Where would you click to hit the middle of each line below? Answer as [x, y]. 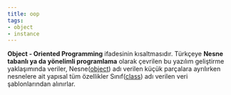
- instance [24, 34]
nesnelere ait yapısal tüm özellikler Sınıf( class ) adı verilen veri [98, 77]
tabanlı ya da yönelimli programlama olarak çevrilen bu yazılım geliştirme [116, 62]
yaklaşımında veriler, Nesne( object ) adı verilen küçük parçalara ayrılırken [114, 69]
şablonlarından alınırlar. [42, 84]
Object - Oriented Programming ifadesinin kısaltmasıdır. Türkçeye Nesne [115, 54]
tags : [15, 21]
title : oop [24, 14]
